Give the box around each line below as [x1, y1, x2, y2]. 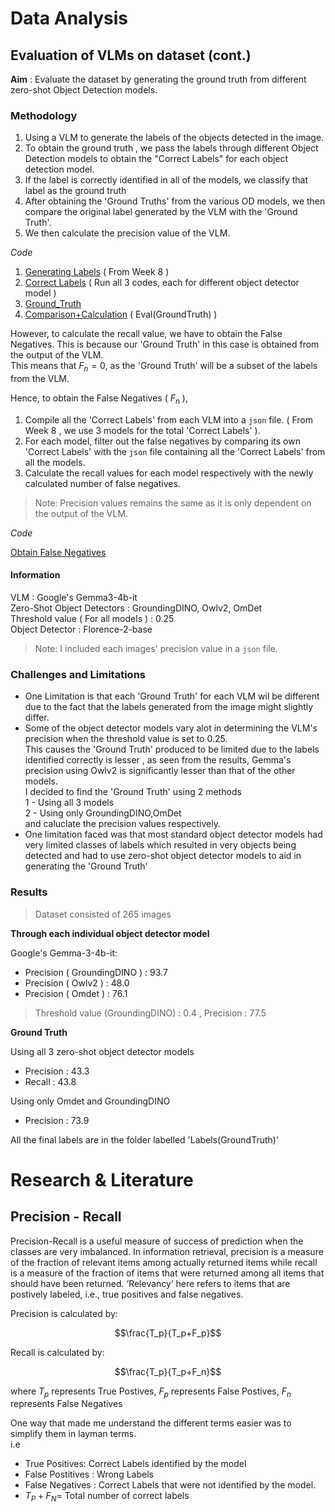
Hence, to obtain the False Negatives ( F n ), [10, 392, 188, 406]
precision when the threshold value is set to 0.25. [24, 733, 228, 745]
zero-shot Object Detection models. [10, 84, 158, 96]
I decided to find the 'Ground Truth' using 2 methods [24, 786, 242, 798]
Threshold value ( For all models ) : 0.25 [10, 613, 175, 625]
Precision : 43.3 [24, 1065, 90, 1077]
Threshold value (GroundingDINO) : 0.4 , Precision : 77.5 [34, 1007, 267, 1019]
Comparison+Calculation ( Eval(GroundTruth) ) [24, 308, 218, 321]
